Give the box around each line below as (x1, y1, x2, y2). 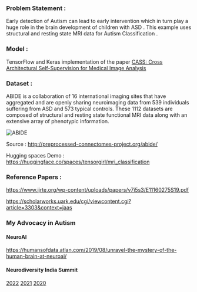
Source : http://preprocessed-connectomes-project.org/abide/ (6, 140, 158, 147)
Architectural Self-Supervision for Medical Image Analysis (6, 64, 146, 71)
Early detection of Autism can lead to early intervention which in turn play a (6, 18, 189, 25)
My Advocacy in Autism (6, 219, 76, 227)
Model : (6, 45, 28, 53)
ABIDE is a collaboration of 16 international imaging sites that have (6, 93, 166, 100)
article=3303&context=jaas (6, 204, 72, 211)
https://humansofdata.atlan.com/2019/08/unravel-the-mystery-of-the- (6, 247, 177, 254)
